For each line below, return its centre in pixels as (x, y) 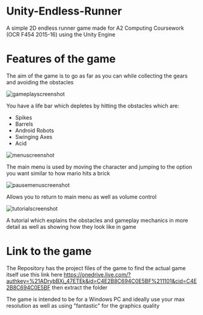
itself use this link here (34, 274)
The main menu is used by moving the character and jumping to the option (99, 167)
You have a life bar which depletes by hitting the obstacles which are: (93, 106)
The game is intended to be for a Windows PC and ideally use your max (95, 299)
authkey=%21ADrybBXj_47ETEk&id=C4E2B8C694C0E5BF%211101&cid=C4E (101, 281)
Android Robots (35, 130)
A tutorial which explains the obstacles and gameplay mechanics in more (97, 220)
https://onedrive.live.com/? (97, 274)
